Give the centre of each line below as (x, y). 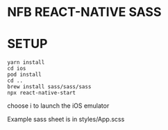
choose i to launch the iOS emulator (58, 106)
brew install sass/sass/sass (49, 87)
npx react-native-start (42, 93)
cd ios (17, 69)
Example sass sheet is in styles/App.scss (66, 120)
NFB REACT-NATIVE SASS (84, 12)
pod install (24, 75)
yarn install (26, 63)
